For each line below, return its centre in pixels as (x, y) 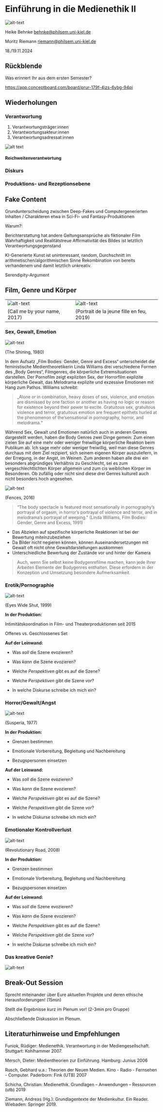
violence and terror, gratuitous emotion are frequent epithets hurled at (87, 412)
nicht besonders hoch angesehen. (39, 479)
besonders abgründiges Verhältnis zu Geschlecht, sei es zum (66, 463)
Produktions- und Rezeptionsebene (48, 184)
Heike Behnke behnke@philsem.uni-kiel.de (48, 32)
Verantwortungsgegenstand (33, 246)
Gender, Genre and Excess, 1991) (50, 522)
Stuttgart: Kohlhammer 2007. (34, 1051)
